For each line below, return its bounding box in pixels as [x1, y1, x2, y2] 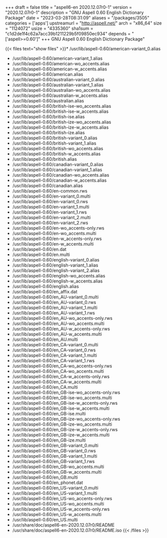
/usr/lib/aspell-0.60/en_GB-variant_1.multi [12, 453, 97, 459]
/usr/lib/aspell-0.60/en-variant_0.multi [12, 193, 91, 199]
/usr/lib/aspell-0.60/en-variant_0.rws [12, 199, 88, 204]
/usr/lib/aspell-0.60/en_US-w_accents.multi [12, 512, 102, 517]
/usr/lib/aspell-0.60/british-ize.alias [12, 130, 85, 135]
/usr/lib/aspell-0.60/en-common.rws [12, 188, 88, 194]
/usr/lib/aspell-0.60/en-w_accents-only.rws [12, 236, 102, 242]
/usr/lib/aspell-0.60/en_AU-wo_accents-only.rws [12, 315, 113, 321]
